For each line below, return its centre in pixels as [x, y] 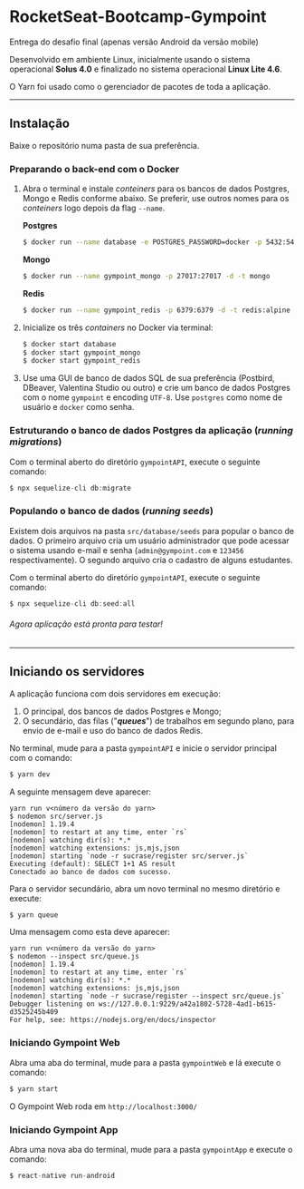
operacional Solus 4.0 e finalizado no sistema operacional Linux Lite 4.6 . [146, 69]
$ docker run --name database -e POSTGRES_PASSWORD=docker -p [142, 242]
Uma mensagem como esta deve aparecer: [90, 932]
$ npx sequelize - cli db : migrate [70, 488]
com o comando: [41, 757]
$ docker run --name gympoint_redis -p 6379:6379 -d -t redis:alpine [157, 310]
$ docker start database [69, 344]
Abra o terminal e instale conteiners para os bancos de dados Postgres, [156, 189]
